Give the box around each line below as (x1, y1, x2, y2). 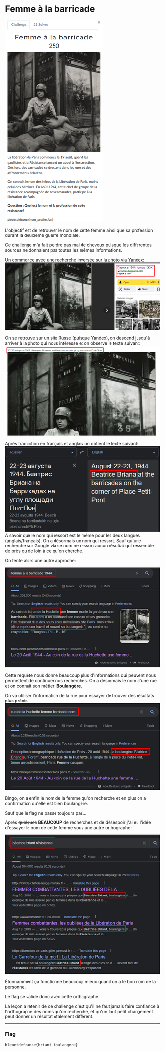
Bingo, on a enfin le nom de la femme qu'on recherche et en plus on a (5, 795, 146, 801)
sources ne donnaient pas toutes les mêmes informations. (5, 247, 123, 253)
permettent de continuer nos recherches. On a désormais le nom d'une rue (5, 678, 157, 684)
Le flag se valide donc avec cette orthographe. (5, 993, 100, 999)
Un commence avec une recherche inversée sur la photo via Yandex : (5, 257, 145, 263)
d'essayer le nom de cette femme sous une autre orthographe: (5, 825, 132, 831)
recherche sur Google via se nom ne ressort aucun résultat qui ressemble (5, 543, 154, 548)
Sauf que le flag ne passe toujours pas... (5, 810, 87, 816)
